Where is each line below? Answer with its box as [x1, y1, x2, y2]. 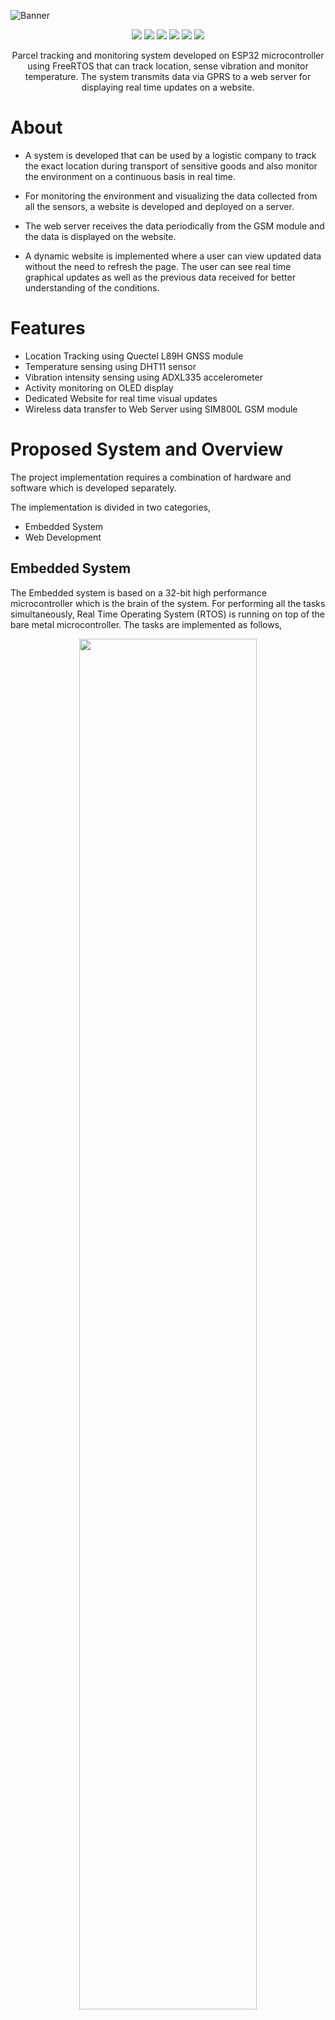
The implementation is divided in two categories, [10, 501, 212, 513]
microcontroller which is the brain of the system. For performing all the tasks [10, 597, 326, 609]
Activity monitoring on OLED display [24, 381, 174, 394]
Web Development [24, 531, 102, 543]
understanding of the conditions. [24, 281, 160, 294]
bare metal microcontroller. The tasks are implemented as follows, [10, 618, 283, 630]
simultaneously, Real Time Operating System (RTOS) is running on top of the [10, 608, 326, 620]
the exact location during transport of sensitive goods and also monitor [24, 160, 318, 172]
